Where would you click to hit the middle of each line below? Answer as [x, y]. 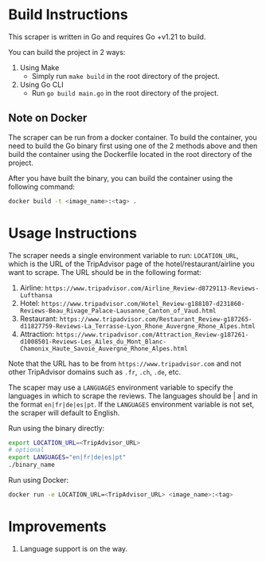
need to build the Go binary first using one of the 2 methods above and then [133, 146]
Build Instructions [68, 15]
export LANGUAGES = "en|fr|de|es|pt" [67, 457]
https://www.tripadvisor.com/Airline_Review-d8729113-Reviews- [152, 288]
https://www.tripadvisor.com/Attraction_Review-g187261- [153, 335]
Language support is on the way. [74, 548]
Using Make [39, 67]
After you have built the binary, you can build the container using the [121, 178]
